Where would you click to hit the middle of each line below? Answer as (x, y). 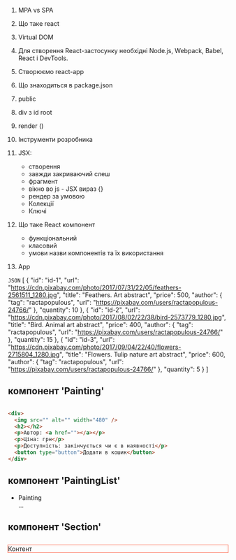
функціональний (53, 238)
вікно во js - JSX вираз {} (66, 189)
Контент (20, 549)
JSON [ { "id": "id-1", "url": (44, 280)
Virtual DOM (36, 37)
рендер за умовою (57, 196)
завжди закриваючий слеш (69, 174)
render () (31, 126)
